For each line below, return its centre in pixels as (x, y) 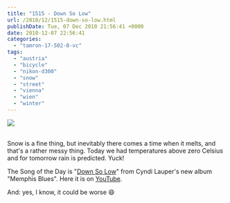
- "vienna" (29, 90)
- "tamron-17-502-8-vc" (47, 46)
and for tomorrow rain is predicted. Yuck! (66, 158)
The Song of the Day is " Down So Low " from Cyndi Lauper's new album (110, 171)
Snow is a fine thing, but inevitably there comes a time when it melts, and (112, 143)
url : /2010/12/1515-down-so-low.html (62, 20)
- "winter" (29, 104)
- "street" (29, 84)
